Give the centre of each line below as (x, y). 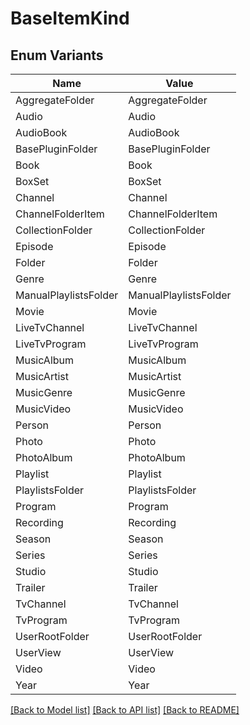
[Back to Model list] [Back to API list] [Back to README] (125, 710)
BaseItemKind (70, 18)
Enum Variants (57, 55)
